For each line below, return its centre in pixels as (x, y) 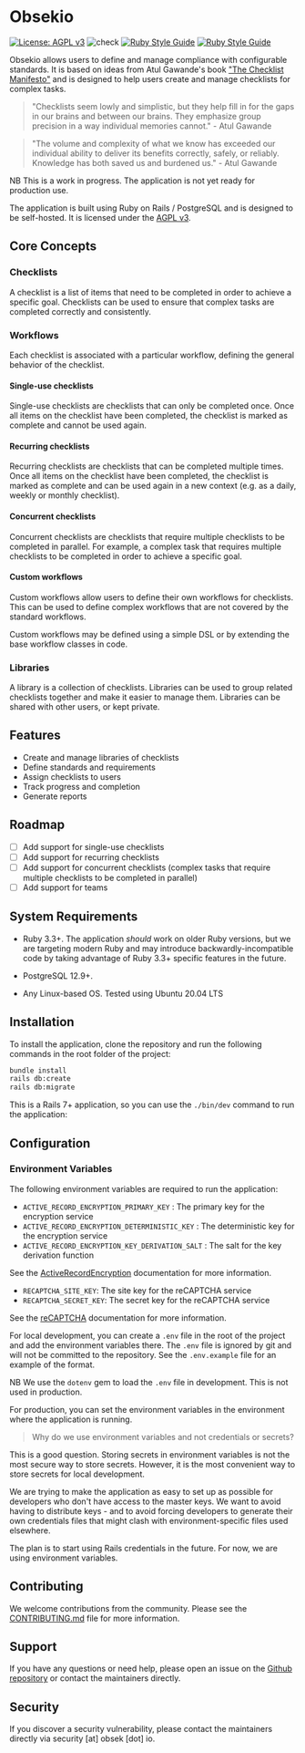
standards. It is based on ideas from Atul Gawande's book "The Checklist (147, 69)
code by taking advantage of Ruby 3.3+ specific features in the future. (154, 958)
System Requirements (74, 917)
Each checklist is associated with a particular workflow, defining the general (152, 355)
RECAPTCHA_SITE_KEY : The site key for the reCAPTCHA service (137, 1290)
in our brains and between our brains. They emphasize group (146, 116)
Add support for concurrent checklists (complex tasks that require (147, 867)
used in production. (46, 1392)
